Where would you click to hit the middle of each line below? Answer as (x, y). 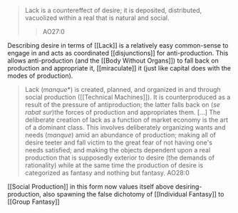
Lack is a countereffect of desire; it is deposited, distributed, (113, 10)
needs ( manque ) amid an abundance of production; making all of (120, 135)
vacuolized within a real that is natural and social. (97, 18)
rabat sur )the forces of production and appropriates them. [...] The (123, 112)
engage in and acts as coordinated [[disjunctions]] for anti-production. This (118, 53)
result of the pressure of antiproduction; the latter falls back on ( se (123, 105)
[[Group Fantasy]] (33, 202)
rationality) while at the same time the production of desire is (114, 165)
